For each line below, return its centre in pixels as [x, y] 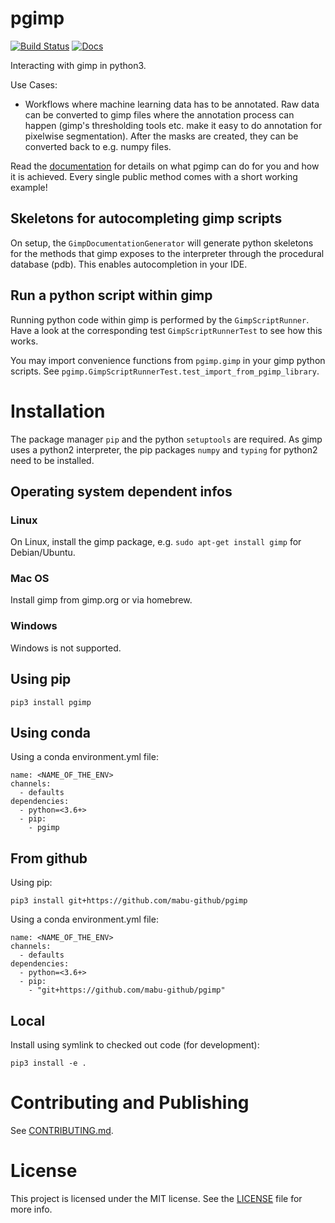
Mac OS [30, 579]
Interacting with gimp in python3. [78, 65]
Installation [58, 411]
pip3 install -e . [48, 1063]
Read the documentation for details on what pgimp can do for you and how [165, 166]
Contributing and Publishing [130, 1103]
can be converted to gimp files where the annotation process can [159, 114]
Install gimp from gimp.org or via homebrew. [101, 600]
